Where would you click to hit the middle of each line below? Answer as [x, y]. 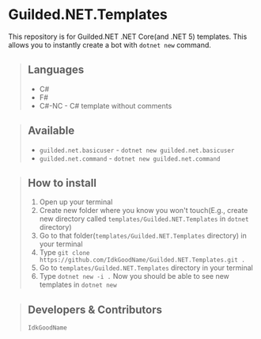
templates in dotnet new [78, 285]
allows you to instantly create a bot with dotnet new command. [110, 44]
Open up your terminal [76, 202]
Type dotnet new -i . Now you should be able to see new [134, 276]
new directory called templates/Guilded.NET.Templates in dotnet [144, 219]
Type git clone [64, 253]
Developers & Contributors [95, 309]
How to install [62, 183]
